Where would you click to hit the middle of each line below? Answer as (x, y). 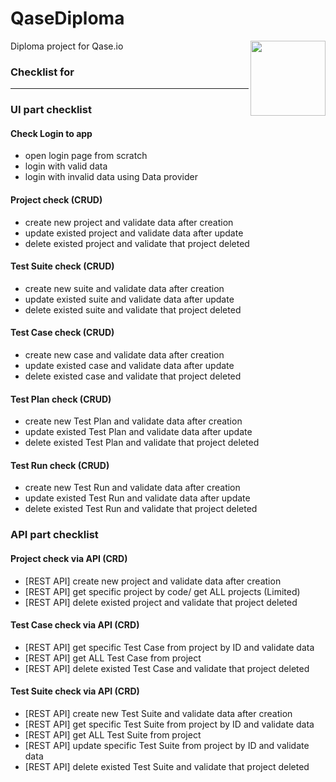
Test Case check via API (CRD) (75, 625)
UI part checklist (51, 110)
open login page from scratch (86, 156)
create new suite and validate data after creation (124, 288)
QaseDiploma (67, 18)
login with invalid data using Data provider (111, 177)
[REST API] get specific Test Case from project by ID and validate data (169, 647)
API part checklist (54, 535)
